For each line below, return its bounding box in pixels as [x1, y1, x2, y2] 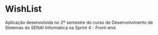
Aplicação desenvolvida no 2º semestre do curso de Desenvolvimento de [5, 19, 153, 25]
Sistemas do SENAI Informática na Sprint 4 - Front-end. [5, 24, 117, 30]
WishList [5, 3, 42, 15]
